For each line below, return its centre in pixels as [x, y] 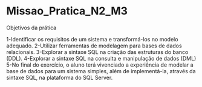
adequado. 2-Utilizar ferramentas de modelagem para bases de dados [94, 46]
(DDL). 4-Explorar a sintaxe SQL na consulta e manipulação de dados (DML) [101, 58]
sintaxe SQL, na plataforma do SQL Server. [60, 77]
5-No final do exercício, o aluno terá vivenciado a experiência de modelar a [100, 65]
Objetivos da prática [31, 28]
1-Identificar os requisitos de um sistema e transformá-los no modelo [92, 39]
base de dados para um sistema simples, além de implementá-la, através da [101, 71]
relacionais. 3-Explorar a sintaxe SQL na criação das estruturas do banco [97, 52]
